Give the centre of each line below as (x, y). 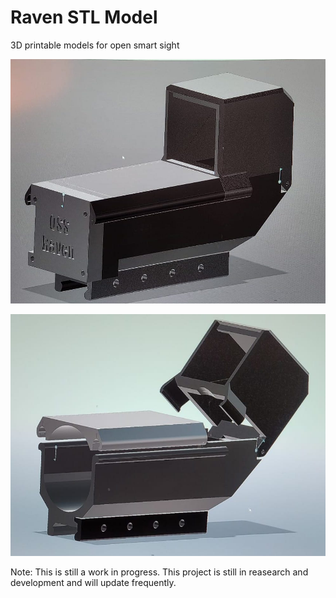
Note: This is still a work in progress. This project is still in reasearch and (159, 572)
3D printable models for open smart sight (95, 45)
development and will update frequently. (93, 582)
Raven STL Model (84, 17)
